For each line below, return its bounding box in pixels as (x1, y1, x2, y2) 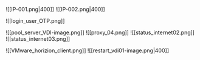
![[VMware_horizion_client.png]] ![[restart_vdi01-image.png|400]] (5, 47, 170, 54)
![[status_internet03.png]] (5, 35, 71, 42)
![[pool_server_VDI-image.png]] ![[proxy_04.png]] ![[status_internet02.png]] (5, 29, 195, 36)
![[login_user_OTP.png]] (5, 17, 65, 24)
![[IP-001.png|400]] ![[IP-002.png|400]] (5, 6, 106, 13)
